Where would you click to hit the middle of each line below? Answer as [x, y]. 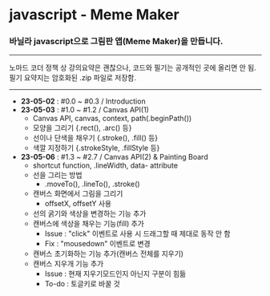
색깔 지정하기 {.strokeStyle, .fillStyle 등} [96, 148]
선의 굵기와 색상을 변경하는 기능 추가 [89, 213]
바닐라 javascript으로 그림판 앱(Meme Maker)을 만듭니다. [116, 42]
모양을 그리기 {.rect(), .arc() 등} [82, 128]
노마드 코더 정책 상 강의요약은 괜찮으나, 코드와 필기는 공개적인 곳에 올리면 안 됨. [133, 68]
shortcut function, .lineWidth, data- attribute [105, 165]
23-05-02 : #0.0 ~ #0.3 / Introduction [83, 101]
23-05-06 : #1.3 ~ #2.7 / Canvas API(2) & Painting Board [114, 157]
